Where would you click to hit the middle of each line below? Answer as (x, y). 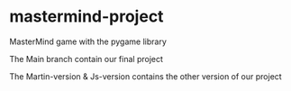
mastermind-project (86, 17)
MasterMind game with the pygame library (88, 41)
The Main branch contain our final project (86, 59)
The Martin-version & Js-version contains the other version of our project (145, 76)
